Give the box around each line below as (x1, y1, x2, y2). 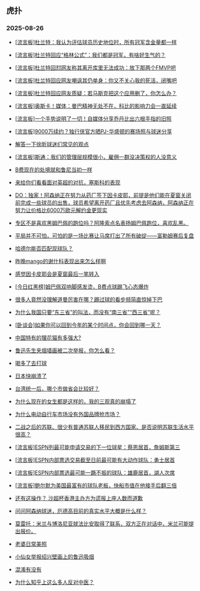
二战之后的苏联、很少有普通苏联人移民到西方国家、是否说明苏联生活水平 (14, 423, 194, 430)
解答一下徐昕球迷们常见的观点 (14, 140, 89, 148)
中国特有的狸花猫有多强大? (14, 334, 81, 341)
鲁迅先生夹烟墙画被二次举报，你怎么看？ (14, 347, 115, 354)
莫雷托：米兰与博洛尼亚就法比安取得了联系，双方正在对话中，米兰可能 (14, 520, 189, 527)
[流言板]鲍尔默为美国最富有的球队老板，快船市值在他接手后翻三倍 (14, 482, 177, 489)
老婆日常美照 (14, 540, 47, 547)
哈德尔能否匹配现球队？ (14, 245, 73, 252)
